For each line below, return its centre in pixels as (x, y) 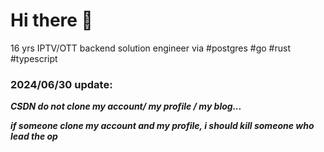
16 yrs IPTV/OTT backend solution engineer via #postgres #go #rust (150, 48)
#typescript (34, 58)
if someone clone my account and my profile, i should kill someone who (162, 126)
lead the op (34, 136)
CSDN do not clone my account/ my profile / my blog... (126, 106)
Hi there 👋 (51, 20)
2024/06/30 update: (61, 84)
